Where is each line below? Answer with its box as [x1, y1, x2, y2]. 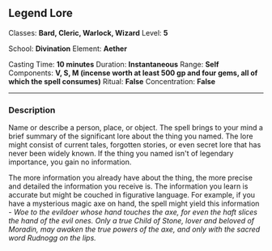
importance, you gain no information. [8, 157, 132, 167]
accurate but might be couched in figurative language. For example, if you [8, 190, 256, 200]
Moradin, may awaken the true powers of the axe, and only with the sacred [8, 224, 261, 234]
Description [8, 104, 56, 116]
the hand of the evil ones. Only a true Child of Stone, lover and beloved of [8, 216, 255, 226]
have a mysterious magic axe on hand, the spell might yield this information [8, 198, 260, 209]
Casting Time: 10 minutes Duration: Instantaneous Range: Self [8, 59, 219, 69]
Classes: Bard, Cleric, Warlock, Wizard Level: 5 [8, 28, 168, 37]
